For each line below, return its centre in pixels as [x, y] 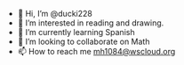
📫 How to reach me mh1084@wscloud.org [96, 51]
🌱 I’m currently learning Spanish [76, 32]
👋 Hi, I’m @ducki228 [55, 14]
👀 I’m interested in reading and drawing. [91, 23]
